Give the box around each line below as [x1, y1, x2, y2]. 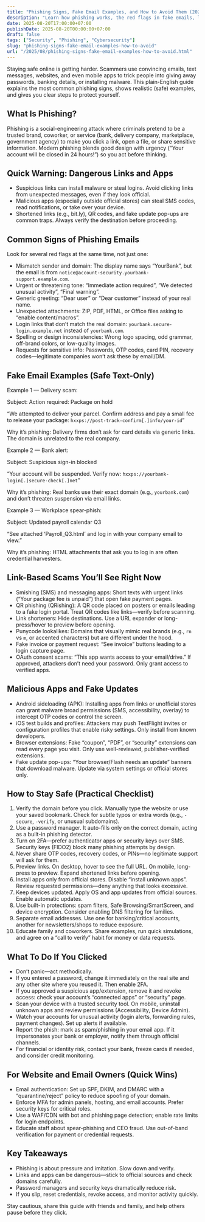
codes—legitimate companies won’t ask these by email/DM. [15, 353, 166, 360]
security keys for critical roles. [15, 1105, 92, 1113]
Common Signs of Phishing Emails [7, 234, 139, 245]
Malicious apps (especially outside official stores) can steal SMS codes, [15, 197, 196, 204]
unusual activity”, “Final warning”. [15, 288, 100, 296]
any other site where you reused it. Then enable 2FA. [15, 981, 148, 988]
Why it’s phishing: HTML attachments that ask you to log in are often [7, 549, 178, 555]
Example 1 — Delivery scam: [7, 387, 78, 394]
